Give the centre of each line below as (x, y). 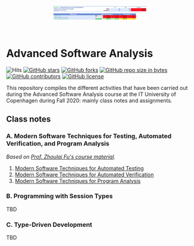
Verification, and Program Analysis (58, 144)
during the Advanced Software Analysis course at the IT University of (91, 94)
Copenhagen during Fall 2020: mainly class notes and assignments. (89, 100)
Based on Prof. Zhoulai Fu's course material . (61, 157)
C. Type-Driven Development (49, 225)
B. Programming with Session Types (60, 196)
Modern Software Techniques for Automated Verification (84, 175)
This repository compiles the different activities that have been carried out (97, 88)
